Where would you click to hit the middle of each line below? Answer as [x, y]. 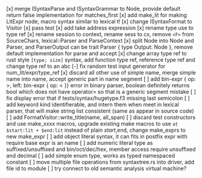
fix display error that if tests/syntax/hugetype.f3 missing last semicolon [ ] [98, 98]
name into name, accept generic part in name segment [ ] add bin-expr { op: [101, 79]
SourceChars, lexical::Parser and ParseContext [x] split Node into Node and [100, 41]
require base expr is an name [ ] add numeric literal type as [80, 143]
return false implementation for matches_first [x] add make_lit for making [96, 15]
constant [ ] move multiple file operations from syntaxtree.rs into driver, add [100, 162]
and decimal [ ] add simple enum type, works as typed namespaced [91, 155]
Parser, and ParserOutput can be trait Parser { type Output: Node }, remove [99, 47]
